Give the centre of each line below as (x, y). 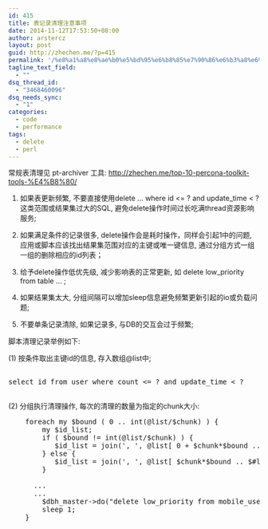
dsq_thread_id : (33, 82)
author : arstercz (37, 38)
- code (26, 120)
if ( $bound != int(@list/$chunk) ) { (118, 438)
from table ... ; (43, 281)
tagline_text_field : (43, 68)
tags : (17, 134)
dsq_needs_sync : (35, 97)
